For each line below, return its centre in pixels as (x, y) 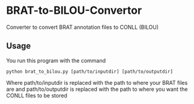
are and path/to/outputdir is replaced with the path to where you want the (97, 89)
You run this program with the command (56, 60)
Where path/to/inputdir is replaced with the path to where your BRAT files (97, 82)
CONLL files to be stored (37, 95)
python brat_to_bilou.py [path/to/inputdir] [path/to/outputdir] (89, 72)
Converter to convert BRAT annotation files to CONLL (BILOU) (83, 27)
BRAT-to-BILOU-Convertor (74, 11)
